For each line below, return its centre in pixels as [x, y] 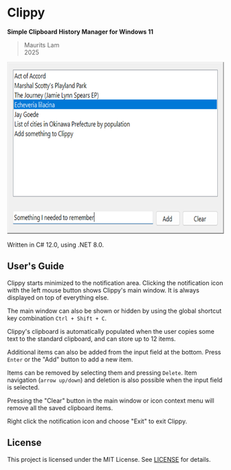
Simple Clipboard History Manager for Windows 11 [80, 32]
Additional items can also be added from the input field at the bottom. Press [114, 352]
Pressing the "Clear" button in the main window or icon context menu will [111, 401]
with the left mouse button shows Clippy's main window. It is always [103, 290]
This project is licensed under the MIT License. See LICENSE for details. [109, 459]
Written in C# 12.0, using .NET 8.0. [56, 245]
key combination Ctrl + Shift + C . [57, 318]
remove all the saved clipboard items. [60, 407]
